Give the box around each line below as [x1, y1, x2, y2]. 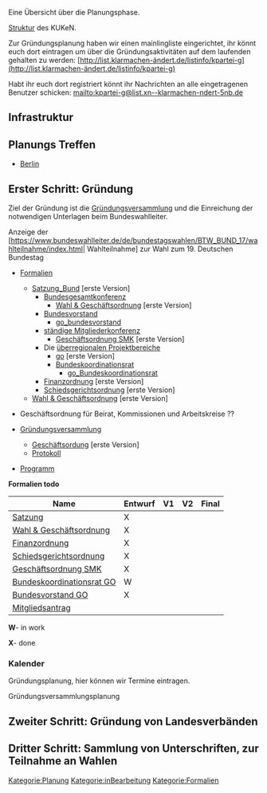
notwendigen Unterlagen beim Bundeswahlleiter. [8, 212, 169, 222]
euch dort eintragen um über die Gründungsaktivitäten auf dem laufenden [8, 47, 251, 56]
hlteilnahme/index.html [8, 244, 84, 254]
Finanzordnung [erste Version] [43, 377, 144, 387]
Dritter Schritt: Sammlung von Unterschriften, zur [8, 742, 259, 756]
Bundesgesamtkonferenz [43, 292, 127, 302]
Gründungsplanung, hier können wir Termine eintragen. [8, 676, 190, 685]
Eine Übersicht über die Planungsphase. [8, 8, 140, 17]
